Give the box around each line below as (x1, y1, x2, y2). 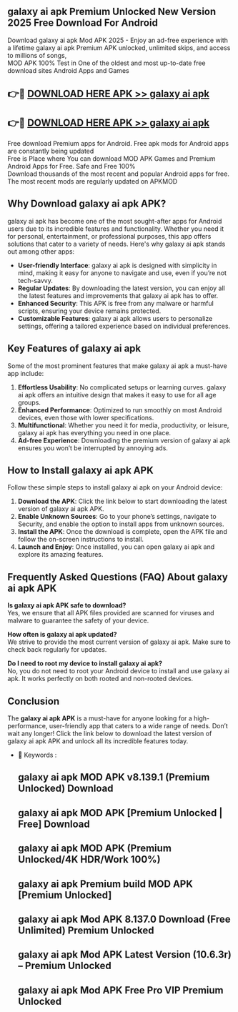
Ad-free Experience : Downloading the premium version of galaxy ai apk (17, 436, 231, 445)
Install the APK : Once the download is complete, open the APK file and (17, 527, 227, 536)
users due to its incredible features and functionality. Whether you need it (7, 224, 224, 233)
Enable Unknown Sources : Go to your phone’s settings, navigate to (17, 512, 217, 521)
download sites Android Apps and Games (7, 66, 130, 74)
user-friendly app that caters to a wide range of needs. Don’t (49, 722, 229, 730)
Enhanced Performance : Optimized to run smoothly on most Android (17, 405, 222, 414)
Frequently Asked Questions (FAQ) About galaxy (7, 571, 229, 583)
